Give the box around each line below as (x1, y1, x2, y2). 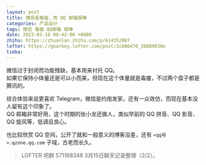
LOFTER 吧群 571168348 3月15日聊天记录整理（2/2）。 (21, 152, 158, 159)
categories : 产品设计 (6, 20, 58, 26)
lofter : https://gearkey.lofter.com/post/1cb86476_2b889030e (6, 44, 166, 50)
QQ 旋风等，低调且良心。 (6, 118, 71, 125)
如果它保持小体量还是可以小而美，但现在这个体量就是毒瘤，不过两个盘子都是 (6, 74, 200, 82)
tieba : (6, 49, 23, 55)
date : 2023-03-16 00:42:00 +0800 (6, 32, 92, 38)
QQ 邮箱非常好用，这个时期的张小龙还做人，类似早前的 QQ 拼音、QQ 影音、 (6, 110, 198, 117)
